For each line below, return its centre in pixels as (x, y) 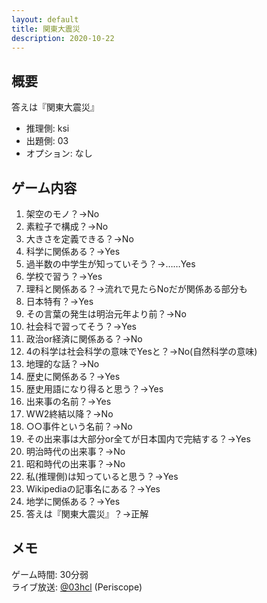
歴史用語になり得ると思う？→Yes (94, 389)
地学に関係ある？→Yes (73, 501)
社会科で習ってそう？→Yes (81, 326)
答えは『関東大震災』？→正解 (87, 514)
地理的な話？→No (62, 364)
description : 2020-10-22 (63, 38)
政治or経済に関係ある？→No (84, 339)
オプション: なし (59, 153)
